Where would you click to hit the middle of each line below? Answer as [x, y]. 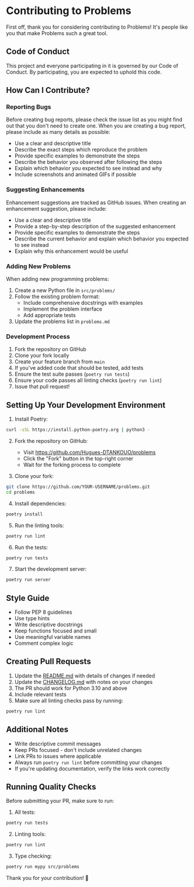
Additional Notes [37, 730]
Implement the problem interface [63, 309]
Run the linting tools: [39, 525]
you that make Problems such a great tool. [57, 33]
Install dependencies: [40, 503]
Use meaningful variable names [53, 637]
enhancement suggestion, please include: [56, 208]
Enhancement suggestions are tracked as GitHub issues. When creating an [96, 202]
